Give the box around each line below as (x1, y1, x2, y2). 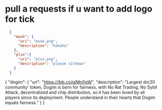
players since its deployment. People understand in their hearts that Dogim (5, 94, 155, 100)
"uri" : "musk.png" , (18, 39, 58, 44)
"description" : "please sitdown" (18, 62, 86, 66)
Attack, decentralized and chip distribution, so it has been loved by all (5, 89, 145, 95)
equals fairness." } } (5, 99, 45, 105)
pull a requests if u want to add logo (5, 3, 153, 15)
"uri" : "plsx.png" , (18, 57, 58, 62)
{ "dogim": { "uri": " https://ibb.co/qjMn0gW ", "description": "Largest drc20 (5, 79, 155, 85)
